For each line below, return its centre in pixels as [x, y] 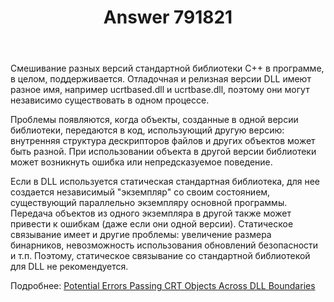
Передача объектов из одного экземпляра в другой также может [151, 213]
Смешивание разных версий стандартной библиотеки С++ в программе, [167, 68]
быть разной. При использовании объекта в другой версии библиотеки [163, 152]
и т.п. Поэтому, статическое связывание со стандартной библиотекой [160, 256]
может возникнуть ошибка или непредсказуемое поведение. [141, 162]
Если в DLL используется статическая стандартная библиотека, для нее [165, 182]
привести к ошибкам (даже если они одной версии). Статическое [152, 224]
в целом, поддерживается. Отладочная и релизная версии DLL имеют [161, 79]
